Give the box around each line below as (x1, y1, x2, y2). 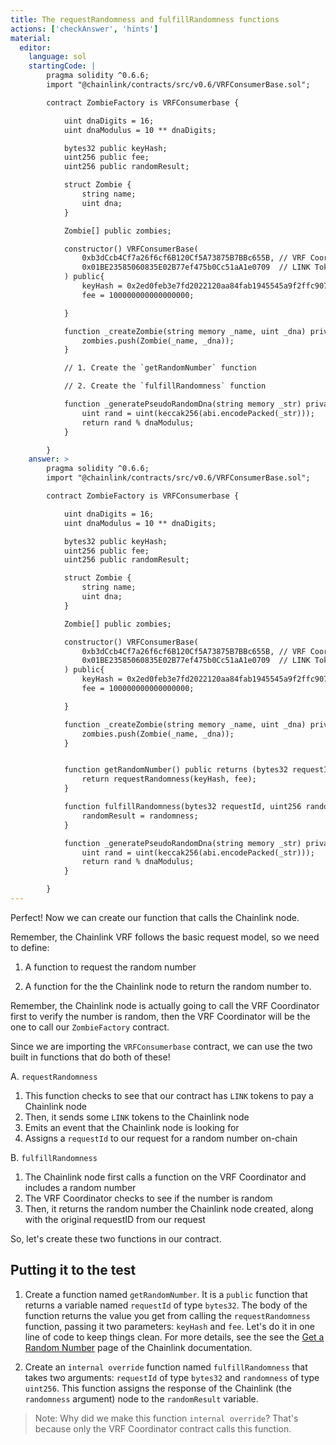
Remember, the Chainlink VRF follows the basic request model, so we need (10, 931, 320, 943)
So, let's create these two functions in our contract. (10, 1232, 222, 1245)
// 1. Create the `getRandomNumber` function (63, 363, 257, 373)
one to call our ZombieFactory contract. (10, 1021, 170, 1033)
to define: (10, 941, 50, 953)
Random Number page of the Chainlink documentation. (24, 1341, 253, 1353)
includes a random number (24, 1181, 137, 1193)
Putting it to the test (10, 1262, 137, 1279)
